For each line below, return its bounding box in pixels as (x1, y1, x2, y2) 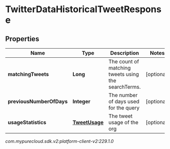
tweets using (108, 71, 139, 78)
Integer (72, 98, 91, 105)
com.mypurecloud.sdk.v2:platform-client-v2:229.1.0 (5, 138, 114, 144)
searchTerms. (108, 84, 141, 90)
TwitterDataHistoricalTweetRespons (5, 4, 162, 15)
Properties (5, 34, 39, 43)
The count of (108, 58, 139, 65)
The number (108, 92, 138, 98)
